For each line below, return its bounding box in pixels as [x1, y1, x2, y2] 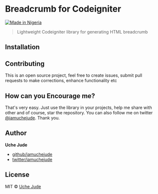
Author [5, 129, 27, 137]
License [5, 171, 30, 179]
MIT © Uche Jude [5, 183, 41, 189]
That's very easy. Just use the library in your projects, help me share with [5, 105, 152, 110]
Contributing [5, 59, 45, 68]
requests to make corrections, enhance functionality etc [5, 78, 118, 84]
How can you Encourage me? [5, 91, 95, 100]
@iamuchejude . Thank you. [5, 115, 60, 121]
